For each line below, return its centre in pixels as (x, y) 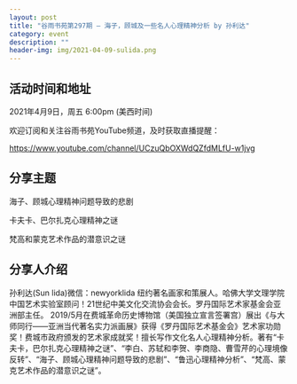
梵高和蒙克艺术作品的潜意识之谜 (67, 239)
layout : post (33, 17)
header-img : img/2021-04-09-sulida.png (83, 51)
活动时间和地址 (50, 88)
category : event (39, 34)
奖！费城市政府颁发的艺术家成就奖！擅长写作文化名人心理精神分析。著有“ (143, 337)
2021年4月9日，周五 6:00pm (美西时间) (81, 111)
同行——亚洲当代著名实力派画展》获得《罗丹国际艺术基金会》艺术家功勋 (148, 325)
